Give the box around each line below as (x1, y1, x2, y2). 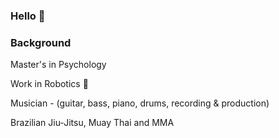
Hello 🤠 (10, 9, 46, 23)
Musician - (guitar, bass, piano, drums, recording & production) (10, 97, 270, 109)
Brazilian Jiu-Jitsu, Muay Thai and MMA (10, 117, 175, 129)
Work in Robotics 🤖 (10, 78, 89, 90)
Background (10, 35, 72, 49)
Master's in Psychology (10, 59, 107, 71)
